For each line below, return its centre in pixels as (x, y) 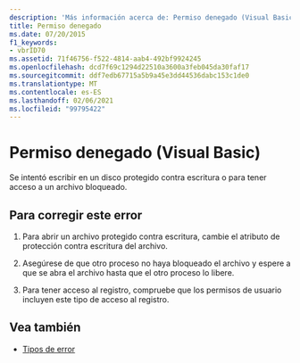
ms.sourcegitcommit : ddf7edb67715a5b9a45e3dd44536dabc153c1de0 (129, 76)
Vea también (45, 328)
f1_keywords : (33, 42)
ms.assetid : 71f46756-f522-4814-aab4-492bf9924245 (105, 59)
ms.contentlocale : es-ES (55, 92)
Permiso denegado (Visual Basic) (135, 153)
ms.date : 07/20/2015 (48, 34)
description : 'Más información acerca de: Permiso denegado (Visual (139, 17)
